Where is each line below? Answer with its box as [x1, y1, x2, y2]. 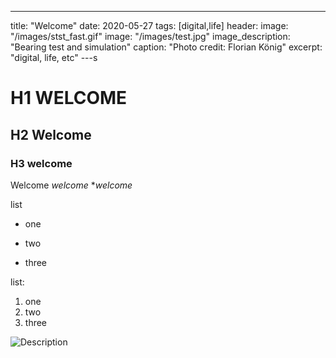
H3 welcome [10, 156, 73, 170]
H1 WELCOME [10, 87, 128, 110]
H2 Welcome [10, 126, 92, 143]
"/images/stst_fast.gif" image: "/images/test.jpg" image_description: [10, 31, 291, 42]
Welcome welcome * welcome [10, 179, 133, 191]
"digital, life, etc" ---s [10, 52, 98, 63]
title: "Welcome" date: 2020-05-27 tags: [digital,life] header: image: [10, 20, 289, 31]
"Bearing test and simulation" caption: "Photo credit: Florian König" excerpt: [10, 41, 323, 53]
